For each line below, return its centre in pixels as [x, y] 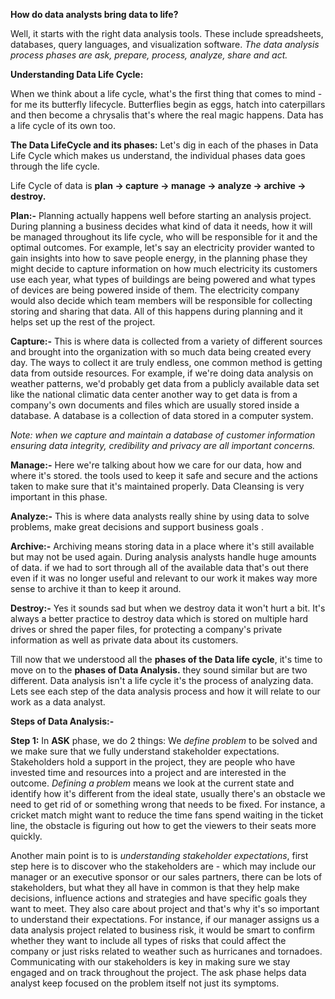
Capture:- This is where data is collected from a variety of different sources [166, 341]
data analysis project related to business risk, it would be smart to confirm [162, 930]
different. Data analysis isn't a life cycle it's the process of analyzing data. [162, 680]
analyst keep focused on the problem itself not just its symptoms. [145, 983]
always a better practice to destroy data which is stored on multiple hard [159, 618]
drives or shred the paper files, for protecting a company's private [146, 629]
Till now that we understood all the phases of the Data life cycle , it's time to [166, 659]
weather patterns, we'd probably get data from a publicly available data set [165, 383]
